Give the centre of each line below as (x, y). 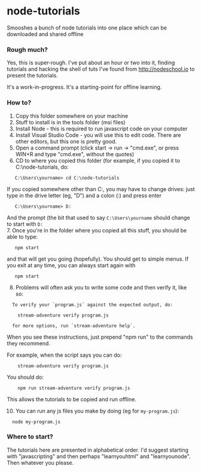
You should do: (25, 377)
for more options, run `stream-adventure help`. (74, 325)
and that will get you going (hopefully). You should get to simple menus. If (98, 259)
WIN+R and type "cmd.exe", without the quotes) (75, 154)
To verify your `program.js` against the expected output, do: (92, 304)
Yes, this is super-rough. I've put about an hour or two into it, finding (91, 63)
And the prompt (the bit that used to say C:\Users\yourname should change (98, 217)
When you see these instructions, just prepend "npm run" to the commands (100, 337)
